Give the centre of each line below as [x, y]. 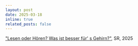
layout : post [19, 10]
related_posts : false [28, 24]
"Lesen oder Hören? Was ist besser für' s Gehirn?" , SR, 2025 [69, 38]
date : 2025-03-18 [24, 15]
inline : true [19, 19]
